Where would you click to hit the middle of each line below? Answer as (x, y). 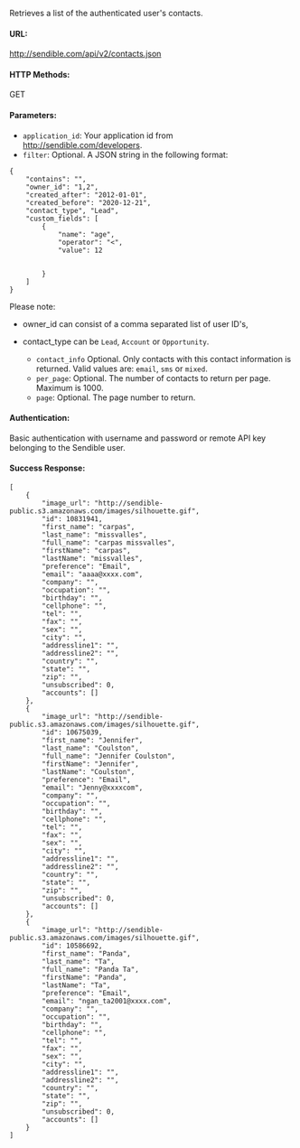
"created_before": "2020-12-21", (89, 202)
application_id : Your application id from (98, 135)
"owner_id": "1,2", (62, 187)
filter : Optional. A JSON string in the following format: (125, 154)
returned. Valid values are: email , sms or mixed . (122, 369)
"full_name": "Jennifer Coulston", (109, 756)
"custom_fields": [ (62, 219)
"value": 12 (80, 250)
